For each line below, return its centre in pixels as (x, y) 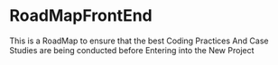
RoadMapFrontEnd (81, 16)
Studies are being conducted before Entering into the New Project (132, 50)
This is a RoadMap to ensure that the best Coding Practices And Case (139, 41)
